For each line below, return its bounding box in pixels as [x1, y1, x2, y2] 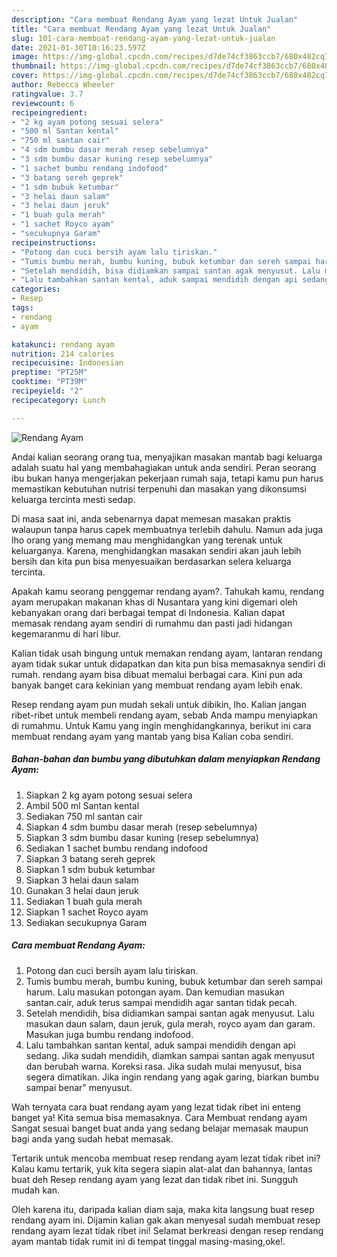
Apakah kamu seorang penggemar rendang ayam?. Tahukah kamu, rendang [11, 585, 324, 597]
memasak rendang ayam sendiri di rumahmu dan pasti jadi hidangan [11, 617, 293, 629]
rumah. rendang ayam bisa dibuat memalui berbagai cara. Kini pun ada [11, 668, 303, 680]
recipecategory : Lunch [11, 395, 106, 405]
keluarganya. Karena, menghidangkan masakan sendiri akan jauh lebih [11, 544, 302, 556]
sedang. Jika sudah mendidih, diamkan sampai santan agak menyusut [25, 1049, 315, 1061]
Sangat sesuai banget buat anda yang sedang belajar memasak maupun [11, 1122, 309, 1134]
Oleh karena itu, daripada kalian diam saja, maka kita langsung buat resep [11, 1203, 315, 1215]
